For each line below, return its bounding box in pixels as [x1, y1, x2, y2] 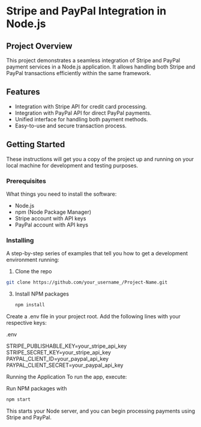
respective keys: [6, 319, 47, 326]
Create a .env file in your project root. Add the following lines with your [6, 312, 181, 319]
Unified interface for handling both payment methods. [14, 115, 148, 123]
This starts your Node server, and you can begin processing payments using [6, 407, 196, 414]
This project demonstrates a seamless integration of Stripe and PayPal [6, 57, 181, 64]
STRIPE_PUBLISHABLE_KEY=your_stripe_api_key [6, 342, 127, 350]
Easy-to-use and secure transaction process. [14, 122, 127, 129]
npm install [14, 302, 45, 308]
